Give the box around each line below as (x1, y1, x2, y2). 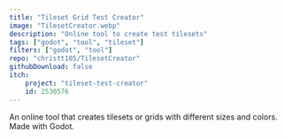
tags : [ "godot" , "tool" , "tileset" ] (9, 37, 144, 47)
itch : (9, 71, 29, 80)
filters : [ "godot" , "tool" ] (9, 46, 113, 55)
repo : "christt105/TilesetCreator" (9, 54, 141, 63)
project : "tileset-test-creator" (25, 79, 149, 88)
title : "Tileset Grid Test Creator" (9, 12, 144, 22)
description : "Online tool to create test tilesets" (9, 29, 208, 38)
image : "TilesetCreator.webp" (9, 21, 121, 30)
